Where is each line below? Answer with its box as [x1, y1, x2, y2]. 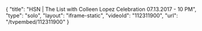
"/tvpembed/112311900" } [5, 18, 69, 25]
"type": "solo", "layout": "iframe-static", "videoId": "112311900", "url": [5, 12, 178, 19]
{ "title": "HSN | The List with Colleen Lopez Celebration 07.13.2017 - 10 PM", [5, 6, 197, 13]
